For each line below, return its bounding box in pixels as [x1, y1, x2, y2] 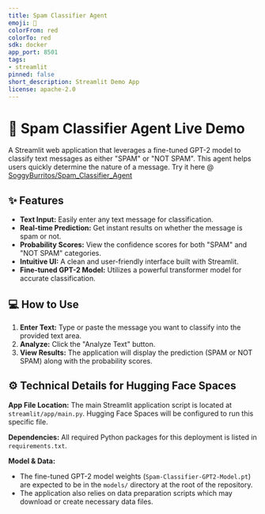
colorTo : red [8, 33, 51, 42]
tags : [8, 56, 26, 64]
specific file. [8, 417, 49, 426]
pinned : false [8, 70, 55, 78]
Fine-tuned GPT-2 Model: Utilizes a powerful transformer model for [19, 265, 242, 275]
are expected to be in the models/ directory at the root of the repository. [19, 480, 253, 489]
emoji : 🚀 [8, 19, 37, 27]
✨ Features [8, 193, 64, 207]
